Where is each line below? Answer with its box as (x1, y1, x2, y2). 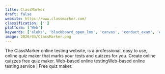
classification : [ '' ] (5, 20, 50, 26)
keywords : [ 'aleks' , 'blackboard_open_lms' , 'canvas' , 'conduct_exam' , (5, 30, 155, 35)
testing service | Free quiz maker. (5, 63, 73, 69)
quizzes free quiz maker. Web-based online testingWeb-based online (5, 58, 145, 64)
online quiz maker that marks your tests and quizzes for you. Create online (5, 53, 156, 58)
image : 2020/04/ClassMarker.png (5, 35, 71, 39)
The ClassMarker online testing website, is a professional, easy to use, (5, 47, 148, 54)
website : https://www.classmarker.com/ (5, 16, 87, 21)
